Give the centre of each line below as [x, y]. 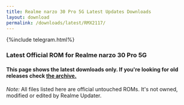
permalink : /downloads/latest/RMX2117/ [56, 23]
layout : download [28, 17]
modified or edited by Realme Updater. [54, 95]
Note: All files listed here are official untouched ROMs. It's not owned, [92, 89]
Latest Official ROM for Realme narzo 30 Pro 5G [76, 55]
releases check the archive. [41, 76]
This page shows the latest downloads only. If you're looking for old [92, 69]
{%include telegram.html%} [40, 40]
